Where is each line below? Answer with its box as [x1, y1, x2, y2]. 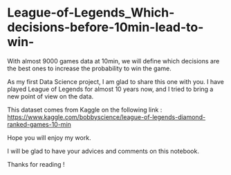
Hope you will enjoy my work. [7, 133, 91, 142]
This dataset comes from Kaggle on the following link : [7, 105, 163, 114]
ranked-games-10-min [7, 120, 71, 128]
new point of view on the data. [7, 92, 94, 101]
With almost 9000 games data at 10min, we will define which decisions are [7, 56, 220, 65]
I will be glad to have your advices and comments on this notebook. [7, 147, 199, 155]
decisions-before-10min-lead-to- [7, 19, 204, 35]
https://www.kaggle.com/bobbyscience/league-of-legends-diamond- [7, 112, 206, 121]
